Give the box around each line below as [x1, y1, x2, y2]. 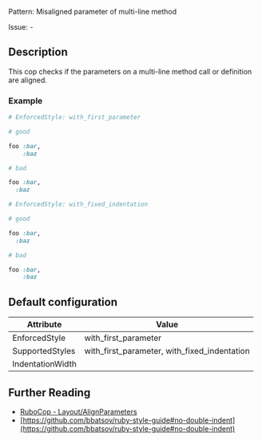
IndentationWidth [12, 359, 77, 370]
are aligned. [8, 75, 48, 85]
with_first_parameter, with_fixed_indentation [84, 346, 250, 357]
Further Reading [8, 386, 91, 399]
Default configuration [8, 295, 118, 309]
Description [8, 46, 68, 59]
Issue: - [8, 22, 34, 31]
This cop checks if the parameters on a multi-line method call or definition [8, 66, 252, 76]
